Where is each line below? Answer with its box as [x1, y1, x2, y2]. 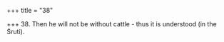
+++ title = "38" [6, 6, 54, 14]
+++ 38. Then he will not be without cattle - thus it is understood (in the [6, 20, 217, 28]
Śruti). [6, 28, 25, 36]
